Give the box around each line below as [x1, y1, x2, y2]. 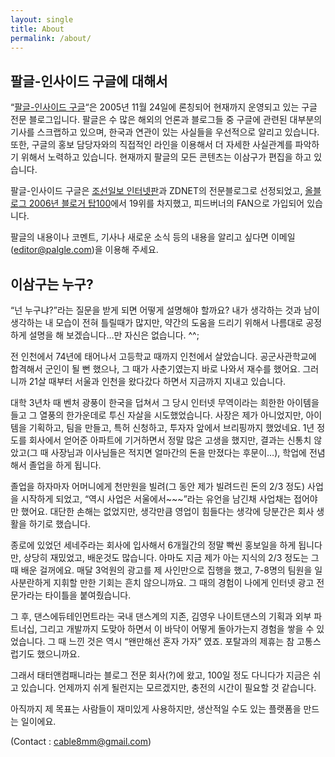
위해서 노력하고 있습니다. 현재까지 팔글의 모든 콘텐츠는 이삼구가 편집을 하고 [20, 151, 312, 163]
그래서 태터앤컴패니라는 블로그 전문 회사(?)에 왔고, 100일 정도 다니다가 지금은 [10, 669, 311, 681]
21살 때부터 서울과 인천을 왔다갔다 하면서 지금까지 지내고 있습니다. [28, 376, 287, 387]
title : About [10, 24, 65, 34]
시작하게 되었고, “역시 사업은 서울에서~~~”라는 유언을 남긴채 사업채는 [20, 493, 292, 505]
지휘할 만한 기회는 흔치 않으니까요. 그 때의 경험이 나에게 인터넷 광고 [53, 577, 315, 588]
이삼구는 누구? [10, 276, 94, 293]
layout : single [10, 14, 74, 25]
